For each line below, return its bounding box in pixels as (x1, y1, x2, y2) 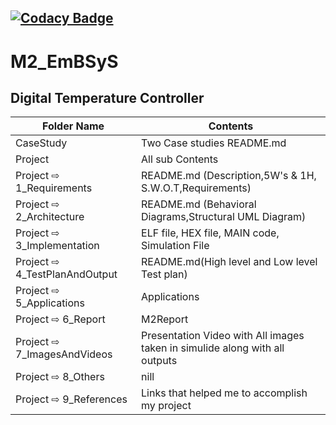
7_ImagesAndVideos (15, 347, 113, 361)
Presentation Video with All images (141, 329, 305, 343)
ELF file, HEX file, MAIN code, (141, 226, 280, 240)
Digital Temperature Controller (10, 89, 205, 106)
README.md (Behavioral (141, 197, 257, 211)
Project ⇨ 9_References (15, 392, 128, 406)
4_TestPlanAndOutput (15, 267, 118, 281)
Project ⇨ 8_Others (15, 370, 105, 384)
